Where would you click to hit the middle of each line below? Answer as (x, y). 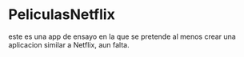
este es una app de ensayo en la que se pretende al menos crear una (122, 36)
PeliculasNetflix (62, 15)
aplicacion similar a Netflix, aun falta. (69, 44)
